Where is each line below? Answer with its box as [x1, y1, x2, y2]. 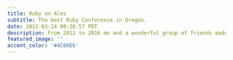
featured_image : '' [7, 36, 64, 43]
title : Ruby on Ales [7, 10, 67, 17]
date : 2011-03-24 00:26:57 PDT [7, 23, 98, 30]
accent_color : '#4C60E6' [7, 42, 79, 49]
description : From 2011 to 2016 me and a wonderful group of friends [7, 29, 213, 37]
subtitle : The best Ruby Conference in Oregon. [7, 17, 148, 23]
